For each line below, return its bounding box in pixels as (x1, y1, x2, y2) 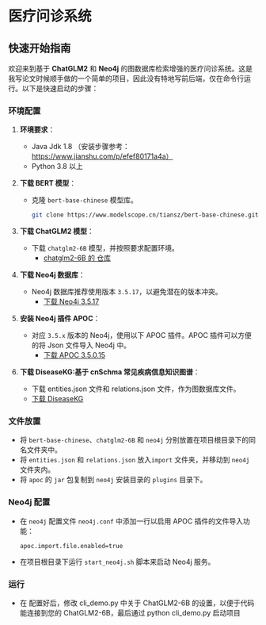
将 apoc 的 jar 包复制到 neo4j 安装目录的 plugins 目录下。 (19, 475, 207, 485)
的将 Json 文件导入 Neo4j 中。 (31, 340, 131, 350)
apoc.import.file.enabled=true (19, 542, 123, 550)
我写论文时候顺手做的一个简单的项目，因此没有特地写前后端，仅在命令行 (8, 74, 244, 83)
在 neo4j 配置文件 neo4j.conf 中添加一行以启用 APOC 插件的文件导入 (19, 516, 244, 526)
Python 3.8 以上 (31, 162, 83, 171)
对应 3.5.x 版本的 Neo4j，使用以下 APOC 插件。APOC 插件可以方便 (31, 331, 252, 340)
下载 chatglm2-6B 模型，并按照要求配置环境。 (31, 243, 180, 253)
